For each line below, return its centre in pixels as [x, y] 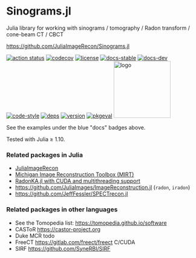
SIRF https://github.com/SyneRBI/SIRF [63, 248]
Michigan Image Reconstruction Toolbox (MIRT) [74, 174]
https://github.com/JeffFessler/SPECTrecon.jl [71, 194]
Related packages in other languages [62, 210]
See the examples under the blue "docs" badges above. [76, 127]
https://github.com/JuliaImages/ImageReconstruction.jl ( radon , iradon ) [103, 187]
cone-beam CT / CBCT [35, 34]
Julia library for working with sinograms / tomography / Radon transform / [98, 28]
